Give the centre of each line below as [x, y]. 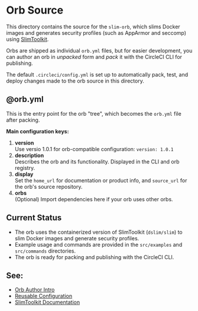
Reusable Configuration [43, 296]
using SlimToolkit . [27, 39]
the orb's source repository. [48, 186]
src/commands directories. [45, 251]
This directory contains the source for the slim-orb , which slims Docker [93, 27]
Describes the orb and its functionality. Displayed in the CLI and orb [97, 161]
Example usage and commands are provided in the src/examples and [98, 244]
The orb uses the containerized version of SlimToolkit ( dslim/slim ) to [99, 232]
